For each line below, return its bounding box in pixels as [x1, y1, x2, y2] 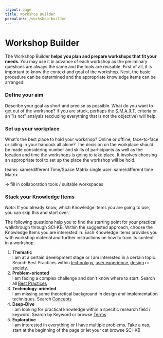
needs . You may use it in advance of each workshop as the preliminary [5, 59, 147, 64]
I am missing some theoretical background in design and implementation [12, 291, 158, 297]
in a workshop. [5, 240, 35, 246]
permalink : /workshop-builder [5, 16, 67, 21]
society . [12, 265, 28, 271]
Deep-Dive [12, 301, 35, 307]
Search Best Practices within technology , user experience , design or [12, 260, 150, 266]
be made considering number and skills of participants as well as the [5, 147, 143, 152]
